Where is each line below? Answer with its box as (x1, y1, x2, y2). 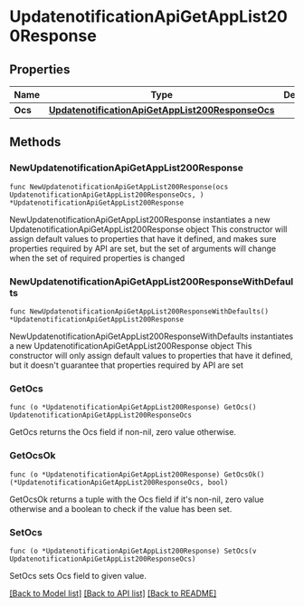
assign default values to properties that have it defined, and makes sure (9, 233, 277, 244)
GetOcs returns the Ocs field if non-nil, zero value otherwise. (9, 427, 237, 438)
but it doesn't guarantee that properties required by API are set (9, 360, 244, 371)
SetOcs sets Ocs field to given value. (9, 570, 147, 581)
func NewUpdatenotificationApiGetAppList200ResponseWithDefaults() (9, 306, 270, 316)
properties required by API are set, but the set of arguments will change (9, 243, 277, 254)
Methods (9, 134, 62, 150)
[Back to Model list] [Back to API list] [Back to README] (9, 587, 217, 599)
